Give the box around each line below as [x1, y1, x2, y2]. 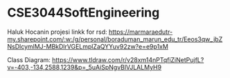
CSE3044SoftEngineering [7, 5, 160, 21]
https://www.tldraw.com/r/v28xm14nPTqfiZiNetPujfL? [51, 55, 204, 64]
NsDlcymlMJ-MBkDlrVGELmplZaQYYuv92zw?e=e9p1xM [7, 42, 168, 50]
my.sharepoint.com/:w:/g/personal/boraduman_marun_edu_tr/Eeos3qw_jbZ [7, 35, 223, 43]
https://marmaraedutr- [108, 28, 173, 36]
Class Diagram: [7, 55, 51, 64]
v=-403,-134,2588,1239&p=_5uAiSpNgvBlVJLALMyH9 [7, 63, 161, 71]
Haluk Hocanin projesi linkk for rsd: [7, 28, 107, 36]
